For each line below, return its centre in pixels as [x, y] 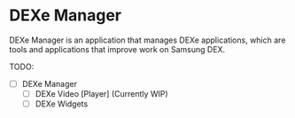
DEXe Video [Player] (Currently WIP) [101, 94]
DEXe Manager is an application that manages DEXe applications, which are [147, 40]
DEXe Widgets [62, 104]
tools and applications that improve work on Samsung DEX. [117, 49]
